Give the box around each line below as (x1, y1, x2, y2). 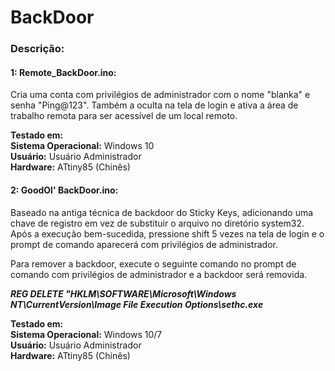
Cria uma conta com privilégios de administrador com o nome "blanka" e (10, 89, 311, 101)
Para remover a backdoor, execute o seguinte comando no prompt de (10, 257, 297, 270)
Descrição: (10, 42, 65, 56)
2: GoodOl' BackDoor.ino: (10, 184, 119, 196)
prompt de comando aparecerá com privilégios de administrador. (10, 238, 278, 250)
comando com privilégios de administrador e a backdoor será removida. (10, 268, 308, 280)
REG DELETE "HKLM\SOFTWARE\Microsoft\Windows (10, 287, 237, 300)
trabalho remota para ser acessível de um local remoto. (10, 110, 238, 122)
